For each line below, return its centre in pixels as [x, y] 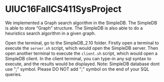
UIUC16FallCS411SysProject [63, 9]
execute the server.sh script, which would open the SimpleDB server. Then [82, 48]
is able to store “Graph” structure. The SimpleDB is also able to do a [74, 28]
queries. [14, 74]
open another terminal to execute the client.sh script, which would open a [82, 53]
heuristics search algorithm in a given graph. [51, 33]
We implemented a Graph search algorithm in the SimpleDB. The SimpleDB [81, 23]
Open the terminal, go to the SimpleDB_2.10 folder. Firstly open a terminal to [82, 42]
